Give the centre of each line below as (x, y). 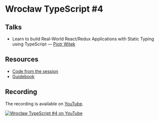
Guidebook (23, 76)
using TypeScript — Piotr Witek (44, 44)
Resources (22, 60)
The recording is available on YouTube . (44, 103)
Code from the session (35, 71)
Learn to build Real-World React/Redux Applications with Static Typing (83, 39)
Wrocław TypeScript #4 (54, 9)
